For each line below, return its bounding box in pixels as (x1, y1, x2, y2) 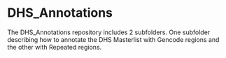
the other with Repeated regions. (7, 43, 102, 51)
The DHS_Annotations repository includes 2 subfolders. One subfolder (7, 28, 211, 36)
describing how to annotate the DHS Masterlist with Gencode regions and (7, 35, 220, 43)
